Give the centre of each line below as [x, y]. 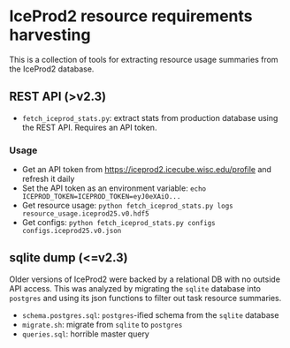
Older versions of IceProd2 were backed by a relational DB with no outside [145, 279]
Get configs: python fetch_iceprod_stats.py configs [118, 223]
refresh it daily [48, 179]
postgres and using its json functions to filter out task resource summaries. [145, 298]
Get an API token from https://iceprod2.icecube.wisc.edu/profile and [147, 170]
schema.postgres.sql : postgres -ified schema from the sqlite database [150, 314]
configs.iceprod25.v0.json [72, 231]
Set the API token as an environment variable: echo [114, 188]
